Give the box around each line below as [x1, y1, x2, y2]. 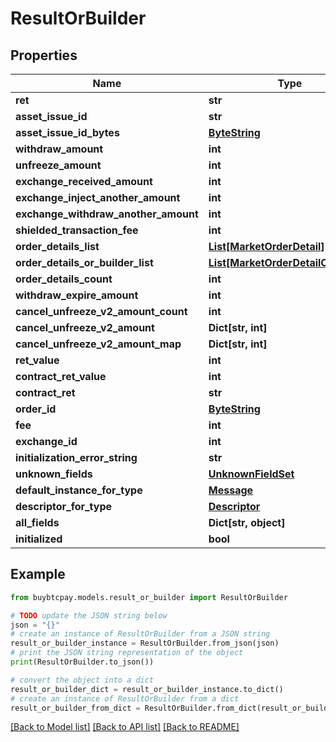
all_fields [15, 516, 60, 529]
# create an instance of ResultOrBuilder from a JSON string [10, 629, 271, 639]
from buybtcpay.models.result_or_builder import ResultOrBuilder [10, 592, 288, 602]
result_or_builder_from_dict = [10, 703, 141, 713]
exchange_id [15, 435, 78, 448]
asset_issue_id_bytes [15, 126, 120, 139]
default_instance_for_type [15, 483, 143, 497]
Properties [10, 47, 78, 64]
